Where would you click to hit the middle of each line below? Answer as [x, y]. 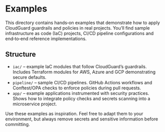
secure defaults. [30, 77]
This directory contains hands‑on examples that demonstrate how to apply [83, 23]
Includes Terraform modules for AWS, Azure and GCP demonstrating [84, 72]
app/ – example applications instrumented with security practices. [81, 93]
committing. [18, 124]
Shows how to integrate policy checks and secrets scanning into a [81, 98]
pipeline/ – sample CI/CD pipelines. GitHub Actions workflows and [82, 82]
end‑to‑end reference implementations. [46, 39]
